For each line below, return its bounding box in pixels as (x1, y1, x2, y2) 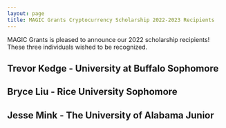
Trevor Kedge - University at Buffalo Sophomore (7, 63, 219, 74)
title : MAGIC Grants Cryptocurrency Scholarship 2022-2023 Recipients (7, 17, 215, 23)
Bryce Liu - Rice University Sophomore (7, 86, 178, 98)
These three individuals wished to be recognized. (7, 43, 148, 51)
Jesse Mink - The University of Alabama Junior (7, 109, 214, 121)
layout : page (7, 10, 45, 17)
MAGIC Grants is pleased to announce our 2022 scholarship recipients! (7, 35, 210, 43)
